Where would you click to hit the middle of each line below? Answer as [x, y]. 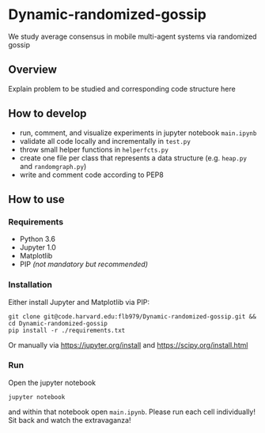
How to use [36, 199]
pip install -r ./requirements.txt [67, 330]
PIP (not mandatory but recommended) [84, 264]
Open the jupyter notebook [52, 382]
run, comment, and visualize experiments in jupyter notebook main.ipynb [138, 133]
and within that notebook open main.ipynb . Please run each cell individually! [132, 412]
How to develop [47, 113]
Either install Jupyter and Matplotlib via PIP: [79, 302]
